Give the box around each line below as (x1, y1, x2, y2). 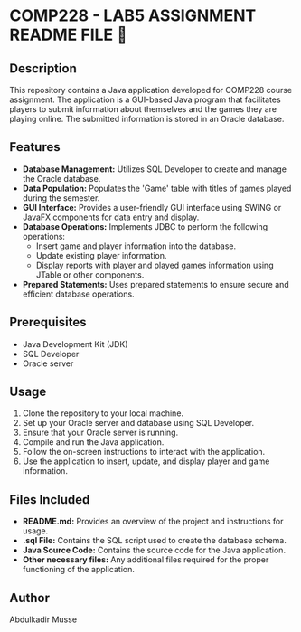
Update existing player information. (35, 250, 167, 260)
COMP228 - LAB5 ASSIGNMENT (9, 5, 257, 26)
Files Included (9, 492, 90, 507)
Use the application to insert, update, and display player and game (22, 456, 270, 467)
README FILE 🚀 (9, 24, 128, 45)
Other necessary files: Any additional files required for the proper (22, 554, 269, 565)
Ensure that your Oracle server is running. (22, 427, 179, 439)
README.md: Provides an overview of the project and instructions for (22, 516, 284, 527)
